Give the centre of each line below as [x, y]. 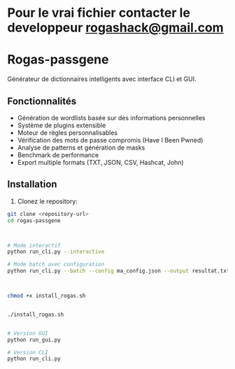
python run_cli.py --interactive [56, 252]
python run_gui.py [34, 340]
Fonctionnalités [42, 101]
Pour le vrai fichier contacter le [99, 13]
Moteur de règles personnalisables [67, 132]
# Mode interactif [34, 245]
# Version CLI [28, 352]
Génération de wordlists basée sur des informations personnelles [111, 117]
